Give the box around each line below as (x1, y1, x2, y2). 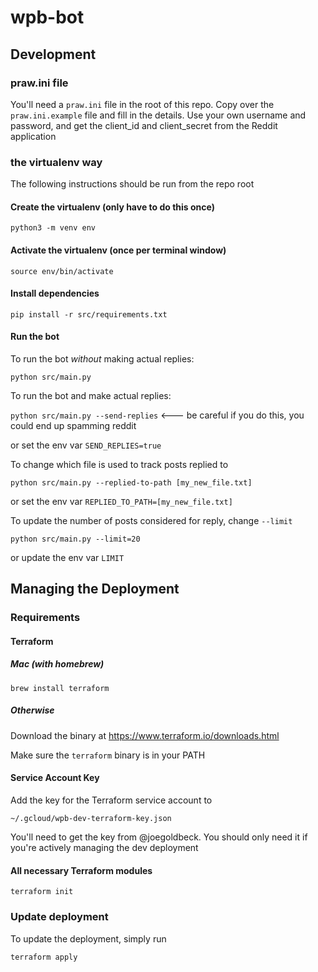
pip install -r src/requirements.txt (10, 309, 168, 320)
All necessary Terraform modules (10, 864, 153, 876)
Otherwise (10, 704, 55, 716)
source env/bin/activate (10, 266, 114, 276)
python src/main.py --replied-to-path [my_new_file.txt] (10, 477, 253, 488)
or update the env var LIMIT (10, 551, 125, 563)
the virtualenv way (10, 155, 103, 169)
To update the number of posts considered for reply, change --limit (10, 514, 293, 526)
